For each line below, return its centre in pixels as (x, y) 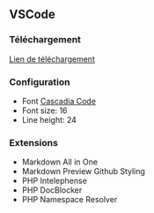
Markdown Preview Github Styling (83, 171)
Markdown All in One (60, 162)
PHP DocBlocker (52, 190)
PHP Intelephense (55, 181)
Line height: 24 (49, 119)
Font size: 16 (44, 110)
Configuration (40, 81)
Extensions (34, 142)
